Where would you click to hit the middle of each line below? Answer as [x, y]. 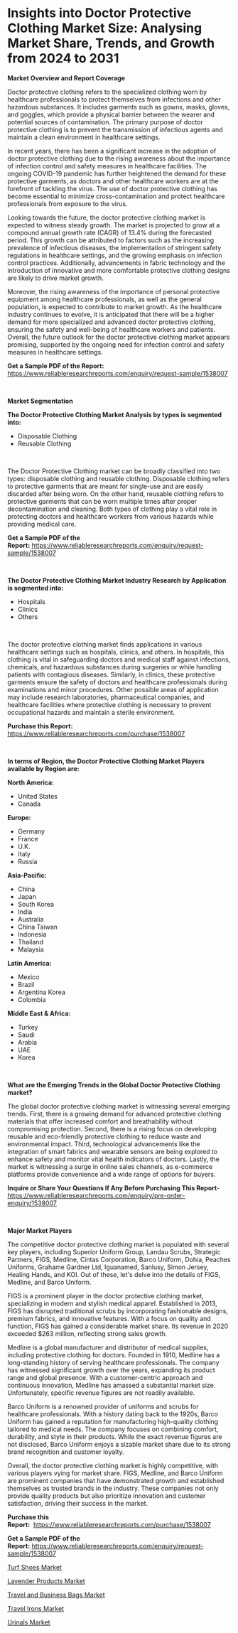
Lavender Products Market [46, 1581]
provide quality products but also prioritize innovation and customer [107, 1495]
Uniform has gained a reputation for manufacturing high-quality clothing [113, 1421]
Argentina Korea [41, 992]
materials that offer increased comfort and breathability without [100, 1121]
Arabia [27, 1042]
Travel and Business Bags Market [56, 1595]
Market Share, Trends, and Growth [111, 43]
